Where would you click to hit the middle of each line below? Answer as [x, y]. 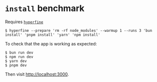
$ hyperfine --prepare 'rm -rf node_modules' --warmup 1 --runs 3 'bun [78, 30]
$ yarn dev [16, 61]
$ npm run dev [19, 57]
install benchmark [45, 8]
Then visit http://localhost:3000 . [37, 74]
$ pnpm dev [16, 65]
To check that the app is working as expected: [51, 43]
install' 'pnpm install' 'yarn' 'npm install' [53, 35]
